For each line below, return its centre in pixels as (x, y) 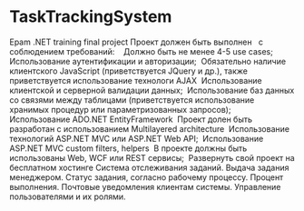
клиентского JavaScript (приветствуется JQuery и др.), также (128, 71)
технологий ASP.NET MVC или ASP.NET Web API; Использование (137, 138)
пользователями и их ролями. (68, 196)
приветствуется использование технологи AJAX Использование (136, 80)
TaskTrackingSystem (91, 17)
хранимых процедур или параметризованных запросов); (120, 109)
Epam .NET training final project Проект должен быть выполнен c (137, 42)
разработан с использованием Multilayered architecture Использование (150, 128)
